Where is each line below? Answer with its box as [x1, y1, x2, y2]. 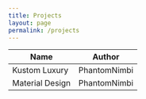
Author [92, 51, 120, 63]
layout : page [8, 19, 52, 27]
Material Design [12, 78, 71, 89]
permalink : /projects [8, 26, 80, 34]
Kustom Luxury [12, 65, 69, 76]
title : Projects [8, 11, 62, 20]
